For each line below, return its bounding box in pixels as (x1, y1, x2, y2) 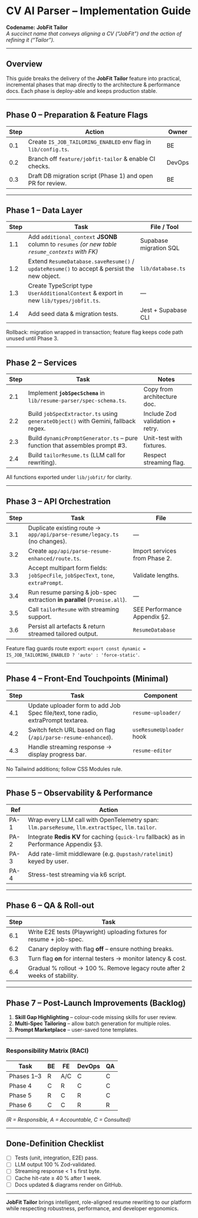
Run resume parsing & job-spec (28, 588, 117, 596)
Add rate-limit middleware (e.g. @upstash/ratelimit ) (28, 849, 173, 858)
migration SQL (140, 244, 180, 252)
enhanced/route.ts (28, 555, 80, 562)
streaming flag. (143, 459, 186, 467)
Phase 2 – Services (6, 357, 77, 368)
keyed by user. (28, 857, 69, 865)
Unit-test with (143, 434, 183, 442)
